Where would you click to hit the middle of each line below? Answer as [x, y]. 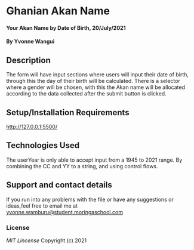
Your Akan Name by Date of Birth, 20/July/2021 [66, 27]
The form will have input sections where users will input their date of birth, [98, 75]
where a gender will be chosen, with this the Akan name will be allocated [96, 87]
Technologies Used [43, 145]
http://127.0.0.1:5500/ [32, 127]
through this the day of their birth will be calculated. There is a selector [93, 81]
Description [28, 60]
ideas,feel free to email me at [42, 206]
